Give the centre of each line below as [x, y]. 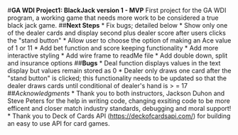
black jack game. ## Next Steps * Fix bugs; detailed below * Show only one [118, 25]
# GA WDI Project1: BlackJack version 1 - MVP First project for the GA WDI [117, 10]
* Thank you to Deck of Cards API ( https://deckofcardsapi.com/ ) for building [119, 116]
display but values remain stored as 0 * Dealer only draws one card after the [119, 71]
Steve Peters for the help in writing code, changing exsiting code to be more [119, 101]
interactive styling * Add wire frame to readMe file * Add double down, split [118, 55]
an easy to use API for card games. [59, 123]
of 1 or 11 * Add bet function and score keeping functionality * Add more [113, 48]
